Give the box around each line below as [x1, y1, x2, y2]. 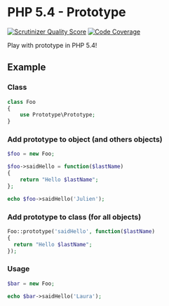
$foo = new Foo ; [7, 150, 55, 158]
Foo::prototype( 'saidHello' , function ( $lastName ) [7, 227, 156, 235]
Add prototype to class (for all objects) [7, 212, 142, 222]
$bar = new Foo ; [7, 280, 55, 287]
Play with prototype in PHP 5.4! [7, 41, 97, 49]
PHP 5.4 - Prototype [7, 4, 126, 20]
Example [7, 61, 46, 74]
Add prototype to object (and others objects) [7, 135, 163, 145]
